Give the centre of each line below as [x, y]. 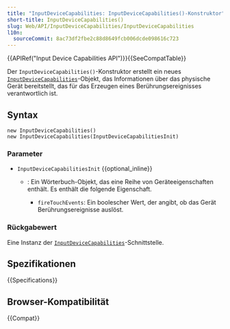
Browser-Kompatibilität [58, 302]
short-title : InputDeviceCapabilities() [66, 20]
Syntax [23, 115]
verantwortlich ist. [33, 94]
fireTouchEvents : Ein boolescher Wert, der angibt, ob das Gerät [127, 202]
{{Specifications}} [33, 280]
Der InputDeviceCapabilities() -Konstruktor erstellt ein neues [94, 72]
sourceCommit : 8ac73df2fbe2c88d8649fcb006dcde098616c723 [96, 39]
